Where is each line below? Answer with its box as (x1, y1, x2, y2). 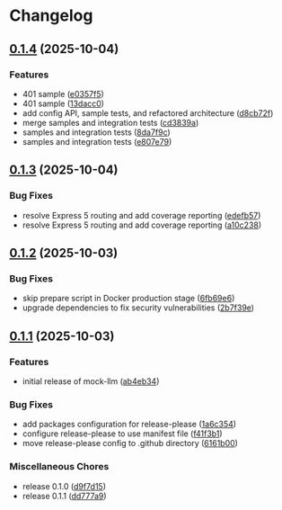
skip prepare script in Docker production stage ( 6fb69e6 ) (22, 293, 235, 304)
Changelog (9, 5, 93, 26)
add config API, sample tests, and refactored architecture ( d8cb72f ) (22, 107, 274, 118)
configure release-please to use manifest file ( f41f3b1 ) (22, 428, 223, 439)
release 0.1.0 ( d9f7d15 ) (22, 480, 106, 491)
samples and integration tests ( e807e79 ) (22, 136, 172, 147)
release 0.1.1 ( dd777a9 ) (22, 490, 107, 501)
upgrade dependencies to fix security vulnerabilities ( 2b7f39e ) (22, 302, 254, 313)
